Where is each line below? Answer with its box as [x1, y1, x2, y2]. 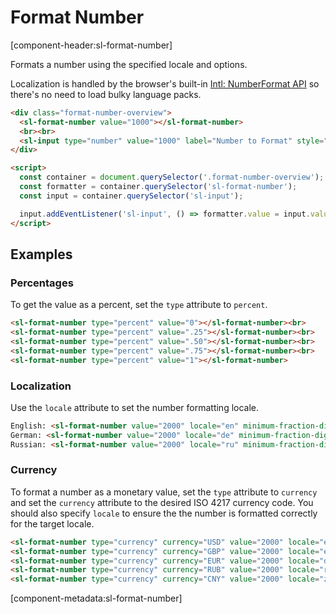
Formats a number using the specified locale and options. [10, 58, 248, 70]
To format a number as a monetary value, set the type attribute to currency [10, 486, 318, 498]
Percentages [10, 276, 74, 290]
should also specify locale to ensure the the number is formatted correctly [10, 507, 318, 519]
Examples [10, 246, 73, 263]
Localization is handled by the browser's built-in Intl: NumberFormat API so [10, 77, 320, 90]
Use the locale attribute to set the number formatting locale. [10, 401, 260, 413]
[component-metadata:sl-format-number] [10, 592, 183, 605]
